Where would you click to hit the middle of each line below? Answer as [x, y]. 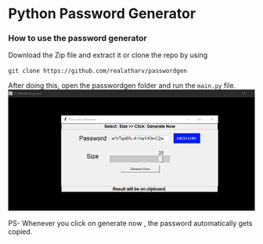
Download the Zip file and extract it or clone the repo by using [108, 55]
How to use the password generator [77, 38]
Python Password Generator [102, 14]
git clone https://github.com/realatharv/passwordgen [98, 71]
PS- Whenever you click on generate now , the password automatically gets [130, 224]
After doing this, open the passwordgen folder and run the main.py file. [122, 86]
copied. [20, 231]
